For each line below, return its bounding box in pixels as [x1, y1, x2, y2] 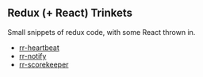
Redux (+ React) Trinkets [7, 6, 132, 20]
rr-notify [18, 51, 47, 60]
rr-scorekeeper [18, 60, 69, 69]
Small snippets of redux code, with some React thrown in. [7, 27, 196, 37]
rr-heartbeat [18, 43, 60, 52]
